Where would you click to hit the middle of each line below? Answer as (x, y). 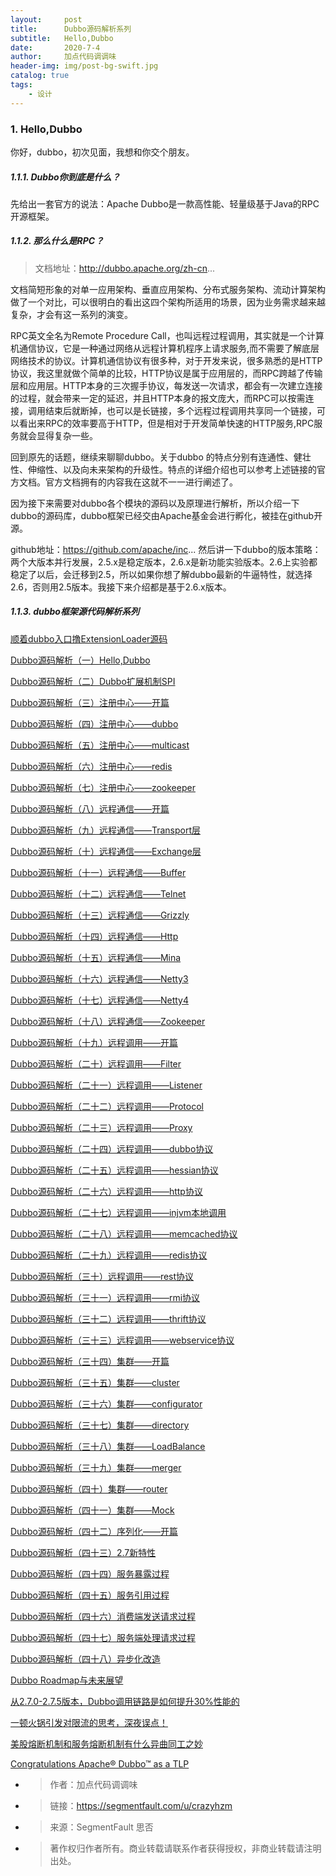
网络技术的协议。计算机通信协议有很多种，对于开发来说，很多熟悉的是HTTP (166, 360)
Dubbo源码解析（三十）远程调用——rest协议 (102, 1276)
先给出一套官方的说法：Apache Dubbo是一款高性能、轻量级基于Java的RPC (165, 203)
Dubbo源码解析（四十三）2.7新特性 (83, 1552)
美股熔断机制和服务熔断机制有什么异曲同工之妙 (106, 1743)
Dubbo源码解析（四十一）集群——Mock (92, 1510)
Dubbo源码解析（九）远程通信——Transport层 (105, 830)
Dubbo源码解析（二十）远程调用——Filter (96, 1063)
